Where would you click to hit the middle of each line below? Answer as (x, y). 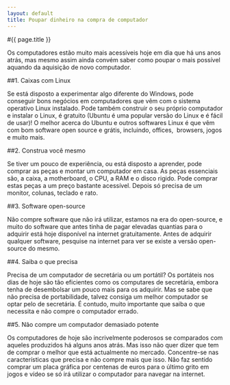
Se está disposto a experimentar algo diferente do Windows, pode (100, 94)
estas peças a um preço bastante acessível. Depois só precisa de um (105, 185)
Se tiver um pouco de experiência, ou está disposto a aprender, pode (105, 163)
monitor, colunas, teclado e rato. (52, 193)
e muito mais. (26, 137)
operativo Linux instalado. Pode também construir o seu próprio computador (115, 108)
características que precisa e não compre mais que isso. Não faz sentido (110, 359)
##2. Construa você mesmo (47, 150)
